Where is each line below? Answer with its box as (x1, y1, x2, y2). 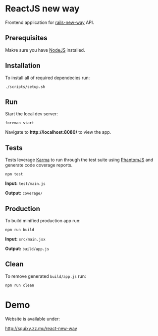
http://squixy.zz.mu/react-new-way (5, 325, 78, 331)
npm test (5, 172, 23, 177)
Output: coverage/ (5, 190, 43, 196)
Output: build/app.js (5, 246, 50, 252)
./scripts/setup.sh (5, 84, 46, 89)
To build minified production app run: (5, 218, 81, 224)
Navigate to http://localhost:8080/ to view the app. (5, 129, 111, 135)
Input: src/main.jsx (5, 236, 46, 242)
